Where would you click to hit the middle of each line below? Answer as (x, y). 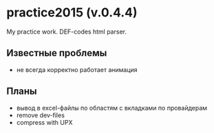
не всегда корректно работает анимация (77, 69)
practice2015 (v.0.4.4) (72, 13)
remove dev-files (40, 115)
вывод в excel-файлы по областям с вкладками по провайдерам (112, 108)
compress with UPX (44, 122)
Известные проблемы (57, 53)
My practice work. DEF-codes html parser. (66, 32)
